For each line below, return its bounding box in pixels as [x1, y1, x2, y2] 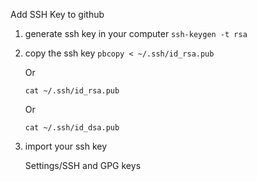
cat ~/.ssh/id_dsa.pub [24, 123, 120, 133]
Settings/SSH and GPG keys [24, 160, 142, 171]
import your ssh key [24, 140, 108, 152]
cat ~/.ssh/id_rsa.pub [24, 86, 120, 96]
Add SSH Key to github [10, 9, 105, 20]
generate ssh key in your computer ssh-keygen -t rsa [24, 28, 248, 39]
